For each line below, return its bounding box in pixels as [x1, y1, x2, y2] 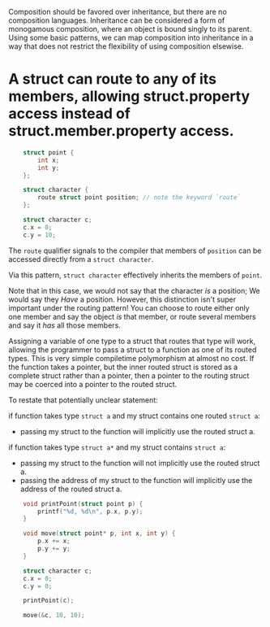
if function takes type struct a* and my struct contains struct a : [8, 442, 225, 452]
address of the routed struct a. [19, 484, 122, 494]
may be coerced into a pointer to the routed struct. [8, 379, 178, 389]
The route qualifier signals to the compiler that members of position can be [8, 246, 262, 255]
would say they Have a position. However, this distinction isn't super [8, 294, 237, 304]
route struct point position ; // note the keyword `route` [37, 194, 242, 202]
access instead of [8, 105, 131, 123]
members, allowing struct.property [8, 87, 251, 106]
